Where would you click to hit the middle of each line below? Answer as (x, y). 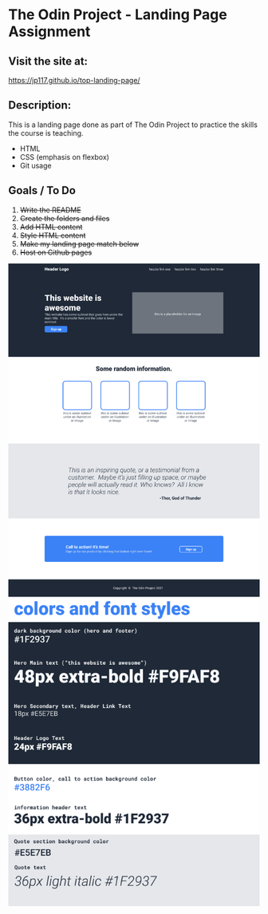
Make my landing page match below (79, 243)
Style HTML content (53, 235)
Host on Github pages (56, 252)
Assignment (49, 32)
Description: (40, 105)
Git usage (35, 165)
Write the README (50, 210)
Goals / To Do (42, 190)
